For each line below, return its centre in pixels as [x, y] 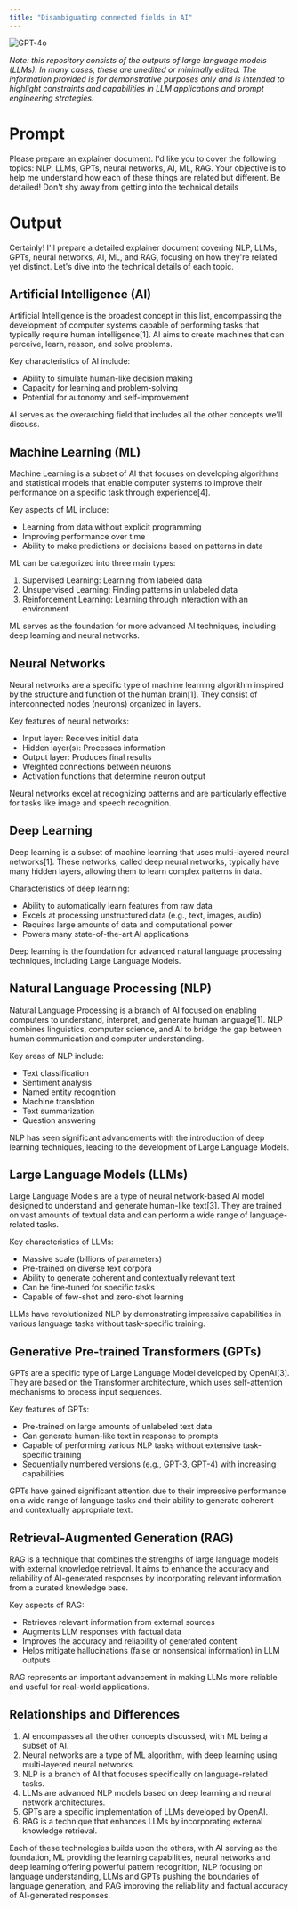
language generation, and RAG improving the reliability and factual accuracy [149, 1885]
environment [45, 609]
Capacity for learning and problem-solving [100, 388]
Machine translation [58, 1101]
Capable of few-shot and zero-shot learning [103, 1297]
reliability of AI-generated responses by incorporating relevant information [145, 1578]
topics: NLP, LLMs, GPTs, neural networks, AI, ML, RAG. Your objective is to [148, 168]
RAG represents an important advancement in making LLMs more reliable [143, 1677]
